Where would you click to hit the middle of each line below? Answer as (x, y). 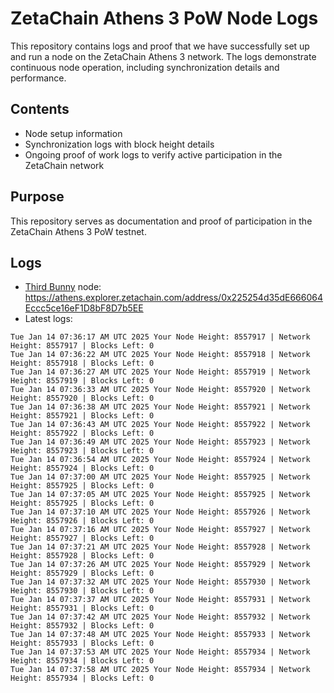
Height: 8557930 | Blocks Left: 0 (82, 591)
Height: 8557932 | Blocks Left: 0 (82, 626)
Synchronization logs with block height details (119, 144)
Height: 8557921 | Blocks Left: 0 (82, 416)
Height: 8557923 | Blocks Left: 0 (82, 451)
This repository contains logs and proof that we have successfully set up (160, 46)
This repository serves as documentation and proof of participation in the (161, 221)
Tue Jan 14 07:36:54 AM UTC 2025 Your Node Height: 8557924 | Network (160, 460)
